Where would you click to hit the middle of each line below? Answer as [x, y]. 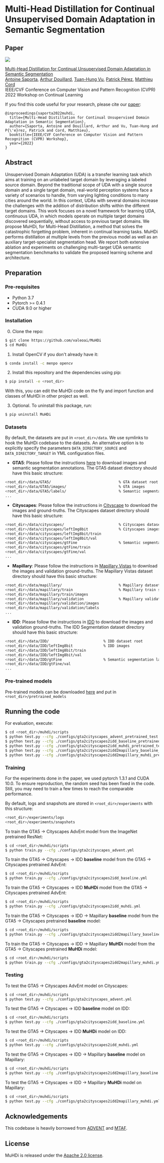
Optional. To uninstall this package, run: [52, 405]
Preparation [23, 273]
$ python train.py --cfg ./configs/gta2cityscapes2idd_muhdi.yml [73, 906]
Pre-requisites [22, 287]
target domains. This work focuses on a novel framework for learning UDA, [80, 211]
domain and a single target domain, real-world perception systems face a [79, 190]
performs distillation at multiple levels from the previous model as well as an [81, 237]
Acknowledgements [36, 1116]
